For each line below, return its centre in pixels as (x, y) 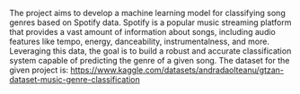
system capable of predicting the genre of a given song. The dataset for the (150, 60)
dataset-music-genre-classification (75, 79)
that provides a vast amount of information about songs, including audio (142, 32)
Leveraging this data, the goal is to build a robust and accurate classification (150, 51)
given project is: (39, 70)
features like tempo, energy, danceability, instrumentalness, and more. (139, 41)
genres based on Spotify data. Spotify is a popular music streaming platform (150, 22)
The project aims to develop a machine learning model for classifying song (147, 13)
